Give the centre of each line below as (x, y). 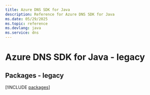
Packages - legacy (34, 75)
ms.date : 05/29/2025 (27, 19)
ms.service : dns (22, 33)
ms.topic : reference (27, 24)
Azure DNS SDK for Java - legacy (75, 57)
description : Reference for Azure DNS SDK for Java (60, 14)
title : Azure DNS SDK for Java (38, 10)
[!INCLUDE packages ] (28, 87)
